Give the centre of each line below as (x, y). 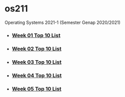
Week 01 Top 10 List (36, 35)
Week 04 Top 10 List (37, 75)
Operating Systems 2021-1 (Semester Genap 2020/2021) (63, 22)
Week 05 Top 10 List (36, 89)
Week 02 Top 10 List (36, 49)
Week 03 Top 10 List (36, 62)
